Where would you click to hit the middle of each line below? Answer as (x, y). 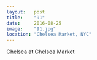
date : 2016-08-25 (34, 23)
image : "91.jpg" (31, 29)
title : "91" (26, 18)
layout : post (26, 12)
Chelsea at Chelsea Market (41, 52)
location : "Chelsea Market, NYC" (49, 35)
